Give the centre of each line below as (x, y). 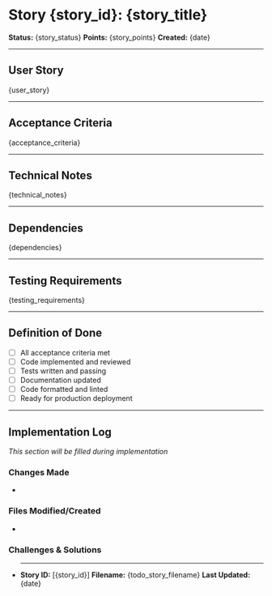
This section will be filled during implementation (88, 451)
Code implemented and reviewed (75, 361)
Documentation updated (60, 380)
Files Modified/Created (55, 511)
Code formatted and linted (64, 390)
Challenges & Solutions (55, 550)
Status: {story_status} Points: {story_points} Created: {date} (109, 37)
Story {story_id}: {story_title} (108, 15)
